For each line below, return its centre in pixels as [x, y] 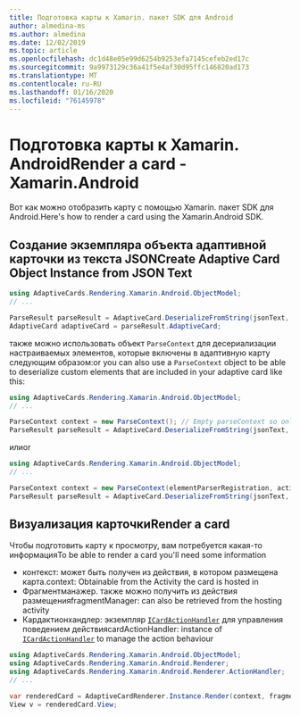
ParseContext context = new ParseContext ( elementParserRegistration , [142, 488]
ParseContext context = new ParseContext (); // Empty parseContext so [143, 422]
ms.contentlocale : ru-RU [55, 84]
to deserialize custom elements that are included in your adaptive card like [146, 371]
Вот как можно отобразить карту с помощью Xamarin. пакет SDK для [142, 207]
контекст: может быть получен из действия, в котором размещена [150, 572]
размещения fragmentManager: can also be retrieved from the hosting [152, 601]
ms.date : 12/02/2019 [48, 42]
